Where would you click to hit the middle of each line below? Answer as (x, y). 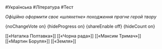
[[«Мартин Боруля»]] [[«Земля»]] (41, 41)
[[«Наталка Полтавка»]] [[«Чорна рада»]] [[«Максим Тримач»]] (73, 36)
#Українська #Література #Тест (39, 7)
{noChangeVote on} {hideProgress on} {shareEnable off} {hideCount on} (80, 26)
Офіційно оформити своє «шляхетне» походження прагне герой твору (81, 17)
